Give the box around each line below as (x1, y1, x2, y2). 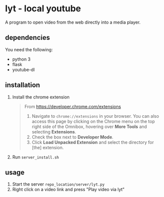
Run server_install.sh (12, 154, 59, 160)
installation (5, 81, 40, 89)
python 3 (12, 56, 31, 62)
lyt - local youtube (5, 3, 81, 14)
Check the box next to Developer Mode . (31, 134, 114, 140)
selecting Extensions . (31, 129, 76, 134)
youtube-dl (12, 66, 35, 72)
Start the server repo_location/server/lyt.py (12, 181, 105, 187)
